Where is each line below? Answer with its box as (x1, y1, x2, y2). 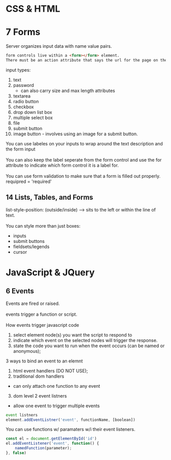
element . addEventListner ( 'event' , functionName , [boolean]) (6, 417, 136, 422)
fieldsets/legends (13, 243, 50, 250)
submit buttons (13, 238, 45, 244)
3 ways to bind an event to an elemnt (6, 358, 83, 364)
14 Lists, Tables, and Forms (6, 193, 93, 202)
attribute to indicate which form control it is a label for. (6, 162, 119, 168)
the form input (6, 146, 36, 152)
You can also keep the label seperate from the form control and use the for (6, 157, 162, 163)
